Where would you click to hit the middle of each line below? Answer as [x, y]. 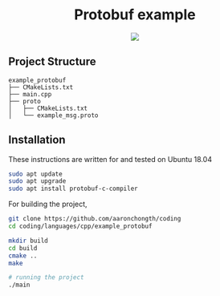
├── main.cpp [30, 94]
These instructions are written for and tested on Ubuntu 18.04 [110, 159]
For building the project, [48, 204]
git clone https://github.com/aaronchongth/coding [95, 219]
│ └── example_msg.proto [53, 115]
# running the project [46, 278]
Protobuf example [135, 15]
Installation [37, 140]
